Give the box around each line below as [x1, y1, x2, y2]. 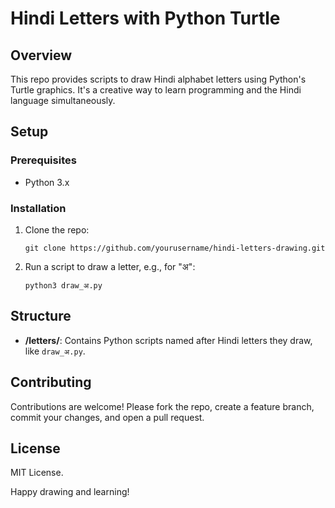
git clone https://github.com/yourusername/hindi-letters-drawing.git [24, 243, 326, 253]
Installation [10, 201, 67, 215]
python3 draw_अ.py [24, 280, 103, 291]
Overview [10, 47, 73, 64]
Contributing [10, 374, 92, 391]
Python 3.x [24, 176, 70, 188]
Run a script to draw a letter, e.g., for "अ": [24, 260, 196, 272]
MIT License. [10, 467, 64, 479]
